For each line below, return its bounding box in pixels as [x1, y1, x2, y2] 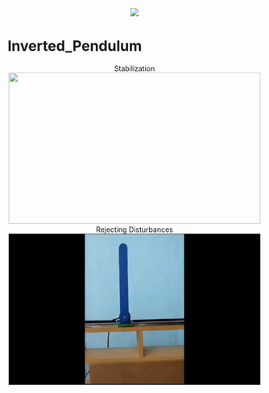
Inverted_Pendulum [7, 37, 143, 56]
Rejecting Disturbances [95, 225, 174, 234]
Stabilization [114, 64, 155, 73]
